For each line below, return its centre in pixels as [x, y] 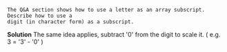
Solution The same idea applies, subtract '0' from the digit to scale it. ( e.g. [114, 35]
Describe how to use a [40, 16]
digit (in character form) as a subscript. [71, 22]
